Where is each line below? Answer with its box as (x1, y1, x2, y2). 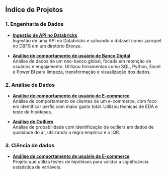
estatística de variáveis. (12, 164, 62, 170)
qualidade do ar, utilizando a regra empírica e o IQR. (12, 129, 121, 135)
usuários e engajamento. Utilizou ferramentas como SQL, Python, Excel (12, 63, 161, 69)
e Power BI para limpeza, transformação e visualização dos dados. (12, 69, 151, 75)
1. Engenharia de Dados (5, 21, 64, 28)
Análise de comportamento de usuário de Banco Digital (12, 52, 131, 59)
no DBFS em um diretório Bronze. (12, 43, 82, 49)
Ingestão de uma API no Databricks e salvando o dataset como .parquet (12, 37, 162, 43)
